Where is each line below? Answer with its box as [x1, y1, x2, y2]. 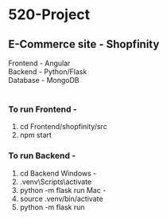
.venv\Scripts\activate [19, 177, 92, 187]
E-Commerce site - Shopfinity [8, 37, 160, 51]
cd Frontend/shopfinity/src [19, 122, 107, 132]
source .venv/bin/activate [19, 194, 103, 203]
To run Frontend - [8, 104, 77, 115]
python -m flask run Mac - [19, 185, 107, 194]
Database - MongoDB [8, 76, 80, 84]
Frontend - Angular [8, 58, 71, 68]
